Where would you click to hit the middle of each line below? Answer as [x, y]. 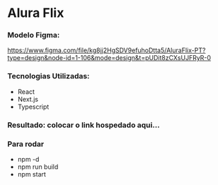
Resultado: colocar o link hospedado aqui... [84, 125]
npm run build [38, 167]
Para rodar [26, 144]
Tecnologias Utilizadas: [48, 76]
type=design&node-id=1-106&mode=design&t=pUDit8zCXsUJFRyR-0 [109, 58]
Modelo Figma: [34, 35]
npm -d [28, 159]
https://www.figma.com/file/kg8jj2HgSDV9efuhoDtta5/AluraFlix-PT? [107, 50]
